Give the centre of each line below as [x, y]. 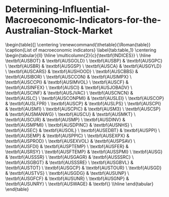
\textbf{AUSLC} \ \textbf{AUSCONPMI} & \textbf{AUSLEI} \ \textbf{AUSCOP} [85, 98]
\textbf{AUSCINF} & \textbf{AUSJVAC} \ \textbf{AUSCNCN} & [69, 93]
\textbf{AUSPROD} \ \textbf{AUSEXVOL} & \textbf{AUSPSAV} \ [70, 141]
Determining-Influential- [58, 9]
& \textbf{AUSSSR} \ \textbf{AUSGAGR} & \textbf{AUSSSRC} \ [69, 157]
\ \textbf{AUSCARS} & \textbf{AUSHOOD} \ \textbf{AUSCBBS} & [72, 71]
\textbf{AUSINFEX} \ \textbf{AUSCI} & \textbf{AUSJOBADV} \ [69, 87]
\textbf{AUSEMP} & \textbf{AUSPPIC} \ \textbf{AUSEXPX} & [67, 136]
